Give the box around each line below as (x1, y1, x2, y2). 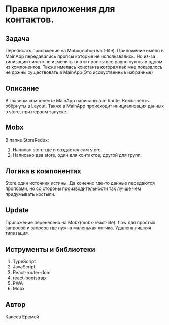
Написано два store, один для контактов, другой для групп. (12, 152, 142, 158)
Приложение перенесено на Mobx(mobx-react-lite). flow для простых (5, 220, 156, 226)
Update (5, 206, 29, 214)
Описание (5, 84, 39, 93)
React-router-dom (12, 269, 51, 276)
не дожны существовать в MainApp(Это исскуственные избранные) (5, 69, 153, 75)
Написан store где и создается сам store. (12, 146, 103, 153)
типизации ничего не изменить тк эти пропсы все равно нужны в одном (5, 59, 163, 64)
